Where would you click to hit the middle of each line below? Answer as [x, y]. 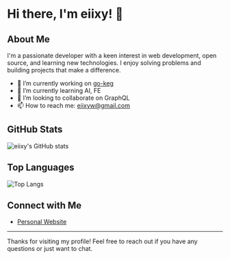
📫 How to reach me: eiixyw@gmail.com [73, 106]
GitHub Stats [35, 129]
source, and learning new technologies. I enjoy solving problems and [104, 63]
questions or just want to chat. [50, 249]
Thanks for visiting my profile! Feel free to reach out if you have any [102, 241]
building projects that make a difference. [64, 70]
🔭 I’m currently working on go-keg [65, 83]
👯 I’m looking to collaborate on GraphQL [73, 98]
